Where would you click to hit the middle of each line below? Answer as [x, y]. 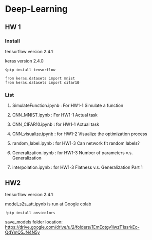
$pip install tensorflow [30, 70]
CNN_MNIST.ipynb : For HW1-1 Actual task [55, 115]
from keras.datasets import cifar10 [42, 82]
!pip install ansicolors [30, 213]
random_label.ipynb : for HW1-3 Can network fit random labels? [76, 143]
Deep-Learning [37, 9]
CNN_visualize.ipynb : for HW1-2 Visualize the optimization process [80, 134]
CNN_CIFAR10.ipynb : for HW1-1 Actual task [56, 124]
